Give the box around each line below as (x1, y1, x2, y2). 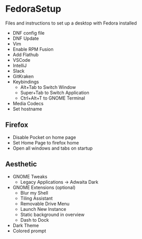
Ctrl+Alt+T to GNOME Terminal (20, 95, 85, 101)
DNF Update (12, 35, 39, 41)
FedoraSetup (5, 3, 61, 15)
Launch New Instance (20, 206, 66, 212)
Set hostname (12, 106, 42, 112)
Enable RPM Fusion (12, 46, 54, 52)
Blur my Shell (20, 189, 49, 196)
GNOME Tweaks (12, 173, 48, 179)
